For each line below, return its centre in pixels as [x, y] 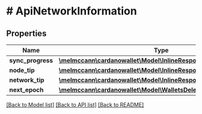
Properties [26, 33]
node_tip [22, 70]
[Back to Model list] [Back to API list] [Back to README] [75, 105]
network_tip [27, 80]
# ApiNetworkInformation [72, 11]
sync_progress [31, 60]
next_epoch [26, 90]
